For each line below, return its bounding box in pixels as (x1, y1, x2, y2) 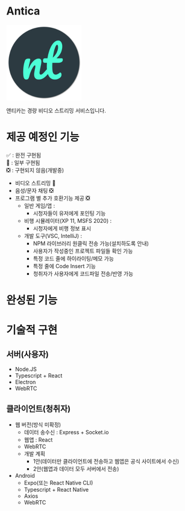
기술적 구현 (6, 323, 58, 337)
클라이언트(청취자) (6, 403, 71, 414)
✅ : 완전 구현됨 (6, 151, 42, 158)
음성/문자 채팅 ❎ (14, 187, 54, 194)
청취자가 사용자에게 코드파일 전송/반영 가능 (33, 270, 134, 277)
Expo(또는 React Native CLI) (24, 479, 93, 486)
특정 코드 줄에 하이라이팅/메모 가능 (33, 255, 114, 262)
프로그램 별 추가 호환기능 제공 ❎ (14, 194, 90, 202)
